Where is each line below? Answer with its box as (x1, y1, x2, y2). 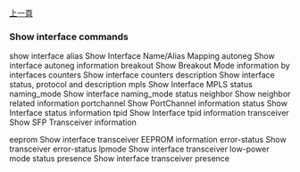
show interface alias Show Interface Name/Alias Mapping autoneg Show (9, 51, 275, 61)
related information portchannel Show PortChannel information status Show (9, 98, 288, 109)
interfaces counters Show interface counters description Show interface (9, 70, 275, 80)
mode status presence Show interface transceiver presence (9, 153, 230, 164)
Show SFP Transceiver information (9, 117, 137, 127)
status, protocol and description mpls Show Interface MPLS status (9, 79, 253, 90)
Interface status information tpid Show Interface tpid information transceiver (9, 108, 290, 119)
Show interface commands (9, 30, 129, 43)
